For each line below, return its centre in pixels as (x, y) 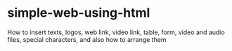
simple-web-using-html (79, 13)
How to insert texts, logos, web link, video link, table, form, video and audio (116, 32)
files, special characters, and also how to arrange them (87, 39)
